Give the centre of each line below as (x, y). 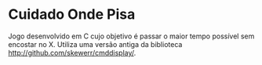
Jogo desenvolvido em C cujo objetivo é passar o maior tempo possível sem (131, 36)
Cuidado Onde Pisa (72, 14)
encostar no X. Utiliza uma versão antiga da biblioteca (95, 44)
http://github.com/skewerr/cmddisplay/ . (72, 52)
